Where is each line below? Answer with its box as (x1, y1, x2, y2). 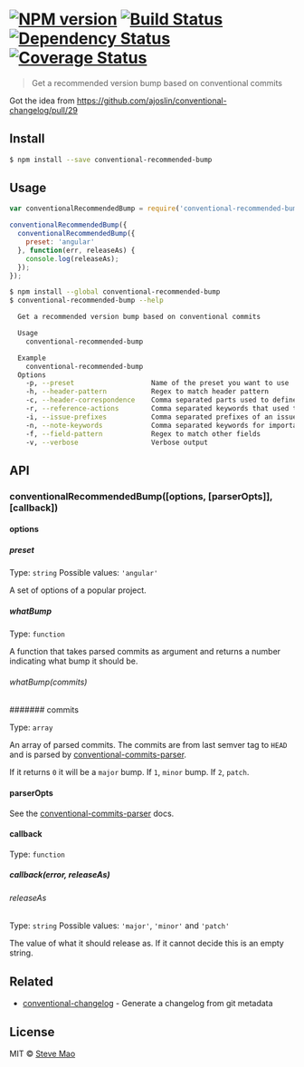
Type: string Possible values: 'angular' (9, 567, 158, 578)
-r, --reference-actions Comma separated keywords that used (25, 404, 290, 413)
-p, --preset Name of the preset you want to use (25, 379, 290, 388)
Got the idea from (9, 95, 75, 106)
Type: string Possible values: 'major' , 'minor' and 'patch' (9, 920, 230, 931)
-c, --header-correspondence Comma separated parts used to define (25, 395, 298, 405)
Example (17, 354, 47, 363)
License (9, 1024, 55, 1040)
